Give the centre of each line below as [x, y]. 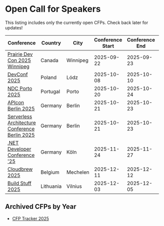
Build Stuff [20, 183]
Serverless [20, 116]
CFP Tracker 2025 [31, 218]
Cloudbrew [20, 169]
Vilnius [74, 186]
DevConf [18, 74]
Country [51, 43]
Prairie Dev [20, 54]
